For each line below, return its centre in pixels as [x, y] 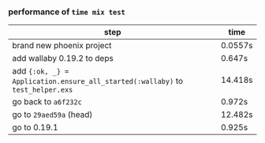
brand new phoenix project [62, 46]
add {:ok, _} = [41, 71]
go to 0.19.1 [35, 127]
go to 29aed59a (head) [52, 115]
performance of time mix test [67, 12]
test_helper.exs [43, 90]
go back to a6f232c [47, 102]
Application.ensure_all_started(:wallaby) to [98, 81]
